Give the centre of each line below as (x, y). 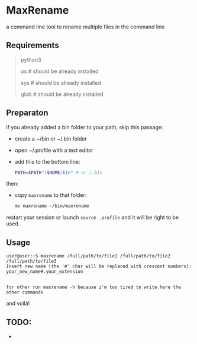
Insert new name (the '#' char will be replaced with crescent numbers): (99, 267)
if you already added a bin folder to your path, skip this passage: (85, 127)
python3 (31, 59)
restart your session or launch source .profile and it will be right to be (93, 218)
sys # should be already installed (61, 82)
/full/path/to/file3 (32, 262)
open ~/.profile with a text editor (54, 150)
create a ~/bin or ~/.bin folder (51, 138)
